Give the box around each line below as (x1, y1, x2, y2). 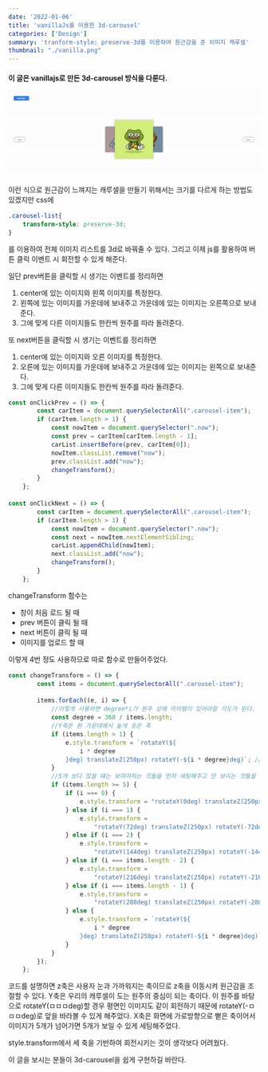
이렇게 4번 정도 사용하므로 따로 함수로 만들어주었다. (8, 654, 169, 664)
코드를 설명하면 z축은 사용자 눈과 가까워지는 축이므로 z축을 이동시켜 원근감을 (8, 981, 246, 991)
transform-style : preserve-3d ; (22, 220, 127, 228)
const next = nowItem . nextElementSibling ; (50, 533, 195, 542)
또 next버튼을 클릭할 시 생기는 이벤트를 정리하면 (8, 335, 157, 345)
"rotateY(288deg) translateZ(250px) (93, 898, 216, 907)
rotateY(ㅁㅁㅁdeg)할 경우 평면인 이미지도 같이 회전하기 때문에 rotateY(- (22, 1001, 249, 1011)
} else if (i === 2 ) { (65, 831, 141, 839)
